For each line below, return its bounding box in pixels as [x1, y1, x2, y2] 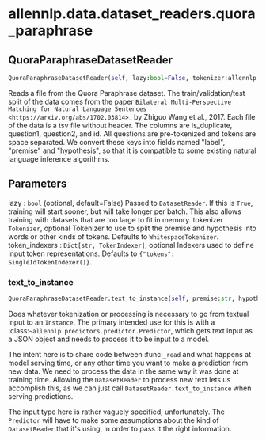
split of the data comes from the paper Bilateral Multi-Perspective [8, 97, 232, 106]
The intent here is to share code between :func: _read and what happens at [8, 349, 252, 359]
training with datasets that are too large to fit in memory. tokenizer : [8, 215, 228, 224]
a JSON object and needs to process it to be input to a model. [8, 334, 210, 344]
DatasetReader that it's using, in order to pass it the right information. [8, 424, 232, 433]
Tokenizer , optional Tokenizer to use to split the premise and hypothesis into [8, 223, 257, 233]
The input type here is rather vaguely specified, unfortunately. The [8, 407, 226, 416]
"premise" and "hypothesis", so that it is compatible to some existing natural [8, 146, 256, 155]
